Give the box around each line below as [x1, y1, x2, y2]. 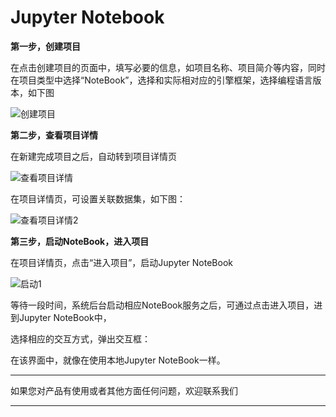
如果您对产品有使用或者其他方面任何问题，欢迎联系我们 [10, 384, 238, 396]
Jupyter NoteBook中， [18, 311, 112, 323]
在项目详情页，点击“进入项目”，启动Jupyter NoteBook [10, 256, 233, 268]
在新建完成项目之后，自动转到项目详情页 [10, 150, 177, 162]
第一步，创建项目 [10, 40, 81, 52]
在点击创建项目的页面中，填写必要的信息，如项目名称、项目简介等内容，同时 [10, 61, 326, 73]
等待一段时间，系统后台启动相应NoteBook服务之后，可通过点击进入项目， [10, 299, 315, 311]
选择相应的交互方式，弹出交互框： [10, 332, 151, 345]
